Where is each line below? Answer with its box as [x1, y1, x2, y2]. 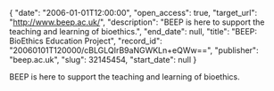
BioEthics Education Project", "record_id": [9, 35, 162, 46]
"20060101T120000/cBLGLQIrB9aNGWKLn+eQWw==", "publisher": [9, 45, 259, 56]
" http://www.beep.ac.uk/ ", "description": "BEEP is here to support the [9, 17, 265, 27]
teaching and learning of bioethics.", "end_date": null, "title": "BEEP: [9, 27, 257, 36]
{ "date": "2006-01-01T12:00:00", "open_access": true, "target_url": [9, 8, 258, 18]
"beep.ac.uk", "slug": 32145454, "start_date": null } [9, 55, 197, 64]
